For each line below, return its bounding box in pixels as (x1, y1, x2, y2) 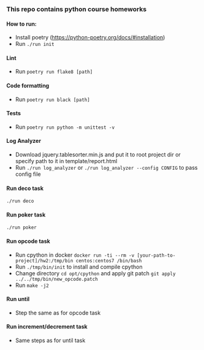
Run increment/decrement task (6, 323, 88, 330)
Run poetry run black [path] (15, 96, 90, 103)
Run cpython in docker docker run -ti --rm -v (15, 251, 135, 259)
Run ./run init (15, 40, 55, 48)
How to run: (6, 20, 37, 28)
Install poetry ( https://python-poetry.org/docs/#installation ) (15, 34, 165, 41)
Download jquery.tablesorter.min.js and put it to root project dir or (15, 151, 181, 158)
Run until (6, 295, 30, 303)
